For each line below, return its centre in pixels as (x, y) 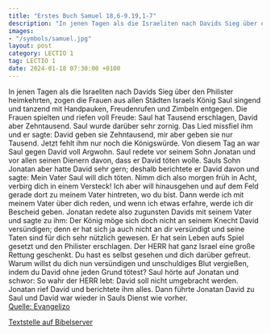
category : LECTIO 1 (41, 53)
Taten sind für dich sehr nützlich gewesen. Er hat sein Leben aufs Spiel (126, 237)
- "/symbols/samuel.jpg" (50, 38)
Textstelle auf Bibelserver (51, 322)
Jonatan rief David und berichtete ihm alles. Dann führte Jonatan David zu (131, 289)
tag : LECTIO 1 (32, 61)
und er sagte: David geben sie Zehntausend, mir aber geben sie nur (121, 134)
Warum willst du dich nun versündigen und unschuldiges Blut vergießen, (129, 263)
